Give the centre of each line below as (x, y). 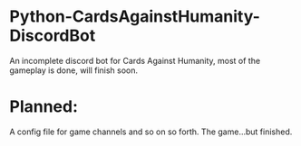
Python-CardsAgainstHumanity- (135, 17)
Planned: (44, 107)
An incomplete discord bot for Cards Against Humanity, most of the (135, 60)
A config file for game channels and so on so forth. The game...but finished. (151, 132)
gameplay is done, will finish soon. (74, 70)
